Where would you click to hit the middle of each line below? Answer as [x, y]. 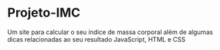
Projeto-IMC [44, 13]
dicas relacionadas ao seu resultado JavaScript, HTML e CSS [96, 39]
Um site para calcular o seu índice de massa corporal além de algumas [110, 32]
